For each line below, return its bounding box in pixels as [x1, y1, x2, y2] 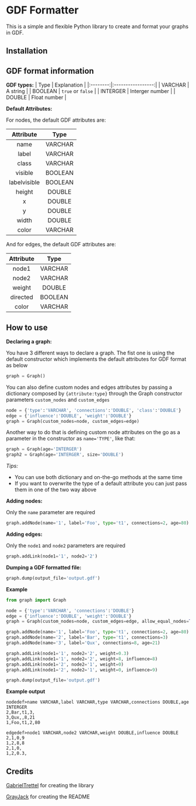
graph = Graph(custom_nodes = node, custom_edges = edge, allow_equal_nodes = [6, 618, 190, 625]
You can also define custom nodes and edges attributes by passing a [6, 384, 172, 391]
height [15, 188, 33, 196]
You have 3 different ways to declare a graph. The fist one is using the [6, 349, 175, 356]
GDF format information [6, 66, 94, 76]
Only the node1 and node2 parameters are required [6, 542, 125, 549]
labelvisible [9, 178, 40, 187]
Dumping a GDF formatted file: [6, 564, 82, 571]
